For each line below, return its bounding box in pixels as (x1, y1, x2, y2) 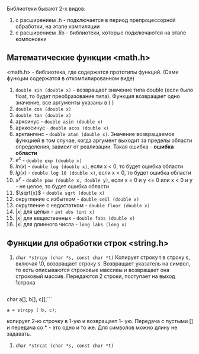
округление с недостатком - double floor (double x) (15, 202, 150, 209)
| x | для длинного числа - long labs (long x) (15, 221, 127, 228)
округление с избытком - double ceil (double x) (15, 195, 140, 203)
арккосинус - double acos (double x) (15, 124, 109, 131)
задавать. (7, 330, 31, 337)
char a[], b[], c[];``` (7, 295, 53, 302)
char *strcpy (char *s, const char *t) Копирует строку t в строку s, (15, 254, 190, 261)
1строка (15, 279, 36, 286)
